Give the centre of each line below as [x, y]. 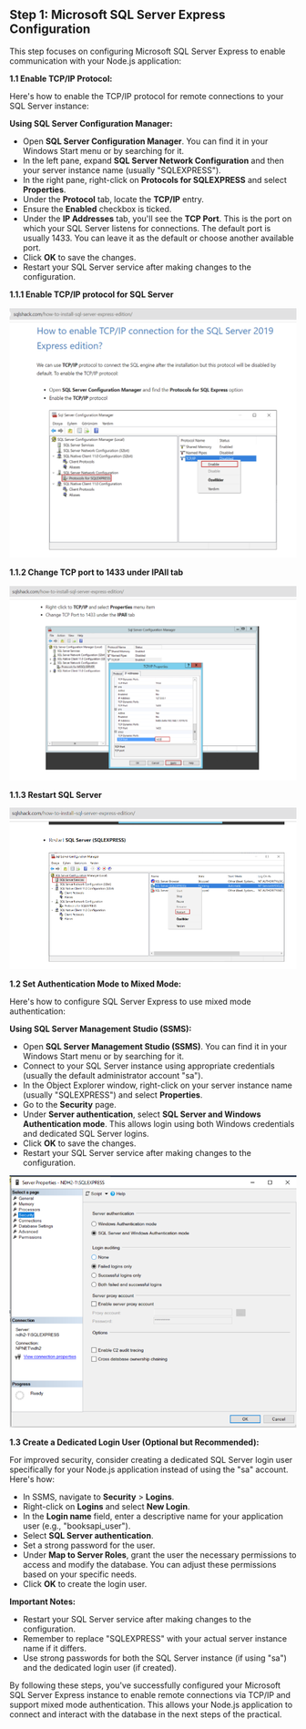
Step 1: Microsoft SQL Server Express [117, 15]
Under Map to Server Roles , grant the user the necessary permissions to [159, 1555]
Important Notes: [42, 1601]
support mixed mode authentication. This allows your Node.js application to [151, 1705]
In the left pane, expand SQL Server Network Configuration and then [153, 160]
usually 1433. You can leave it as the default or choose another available [158, 238]
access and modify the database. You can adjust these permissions [149, 1565]
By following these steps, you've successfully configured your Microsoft [145, 1685]
